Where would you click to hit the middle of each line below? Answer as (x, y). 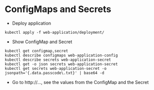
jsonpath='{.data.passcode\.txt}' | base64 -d (55, 73)
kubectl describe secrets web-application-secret (58, 60)
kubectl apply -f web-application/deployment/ (55, 32)
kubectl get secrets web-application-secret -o (56, 68)
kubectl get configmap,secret (37, 51)
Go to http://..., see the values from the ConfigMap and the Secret (80, 82)
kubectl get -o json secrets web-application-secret (61, 64)
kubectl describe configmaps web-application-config (61, 55)
